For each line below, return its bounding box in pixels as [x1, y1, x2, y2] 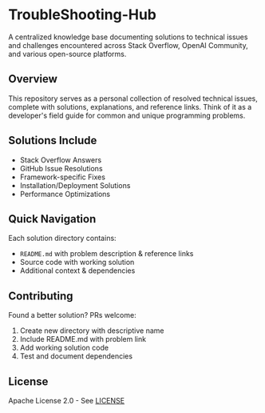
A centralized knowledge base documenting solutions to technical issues [8, 32, 248, 42]
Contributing [8, 289, 73, 303]
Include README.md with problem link [19, 335, 146, 344]
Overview [8, 72, 58, 86]
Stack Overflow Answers [19, 154, 102, 165]
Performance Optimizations [19, 189, 110, 198]
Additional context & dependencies [19, 266, 136, 275]
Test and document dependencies [19, 351, 133, 361]
